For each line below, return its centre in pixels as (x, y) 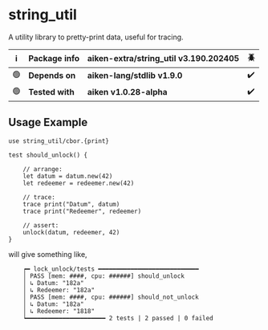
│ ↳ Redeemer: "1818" (59, 311)
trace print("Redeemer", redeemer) (82, 211)
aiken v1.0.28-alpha (127, 92)
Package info (54, 59)
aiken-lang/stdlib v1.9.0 (135, 75)
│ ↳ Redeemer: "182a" (59, 290)
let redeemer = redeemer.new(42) (79, 183)
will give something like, (48, 254)
